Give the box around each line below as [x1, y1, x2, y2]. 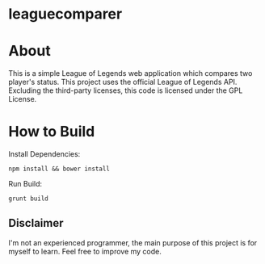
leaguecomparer [8, 5, 123, 23]
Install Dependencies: [8, 149, 81, 159]
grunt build [8, 195, 48, 203]
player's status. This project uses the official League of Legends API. [8, 78, 238, 87]
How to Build [8, 123, 95, 141]
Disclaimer [8, 216, 64, 230]
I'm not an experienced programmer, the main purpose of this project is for [8, 237, 258, 247]
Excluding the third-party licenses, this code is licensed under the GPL [8, 86, 243, 95]
